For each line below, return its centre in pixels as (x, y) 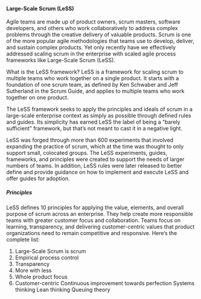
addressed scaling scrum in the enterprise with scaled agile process (91, 54)
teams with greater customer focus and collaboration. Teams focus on (94, 221)
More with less (33, 271)
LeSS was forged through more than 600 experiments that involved (90, 140)
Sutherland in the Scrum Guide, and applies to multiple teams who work (95, 91)
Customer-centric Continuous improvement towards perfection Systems (105, 283)
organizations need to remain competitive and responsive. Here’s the (92, 233)
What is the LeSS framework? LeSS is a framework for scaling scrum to (95, 72)
